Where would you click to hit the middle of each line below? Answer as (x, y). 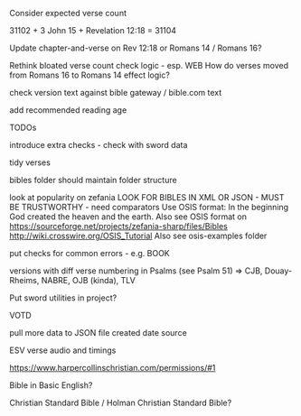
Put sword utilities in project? (63, 298)
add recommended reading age (68, 110)
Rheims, (24, 280)
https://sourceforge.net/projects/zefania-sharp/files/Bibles (118, 226)
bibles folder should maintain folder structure (94, 180)
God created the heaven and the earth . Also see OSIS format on (128, 217)
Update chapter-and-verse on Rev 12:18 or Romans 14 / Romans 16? (136, 48)
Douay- (278, 271)
